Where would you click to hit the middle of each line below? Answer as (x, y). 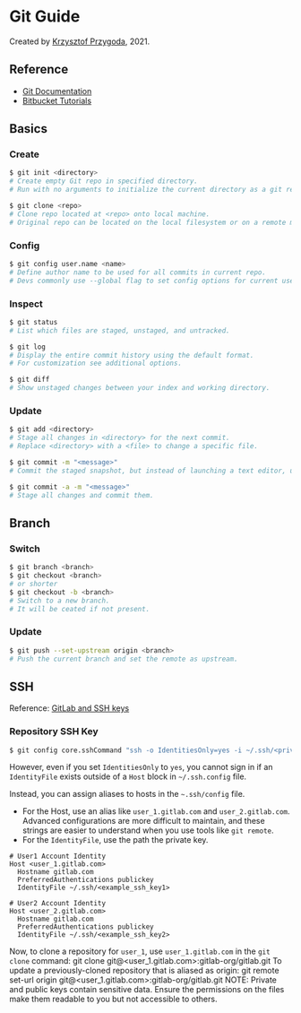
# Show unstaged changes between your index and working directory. (140, 388)
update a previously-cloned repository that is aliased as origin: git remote (144, 971)
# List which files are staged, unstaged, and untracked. (120, 330)
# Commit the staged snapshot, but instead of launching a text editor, (148, 471)
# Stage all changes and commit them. (82, 495)
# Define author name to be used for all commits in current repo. (138, 272)
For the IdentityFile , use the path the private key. (115, 840)
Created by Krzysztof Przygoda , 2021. (80, 41)
